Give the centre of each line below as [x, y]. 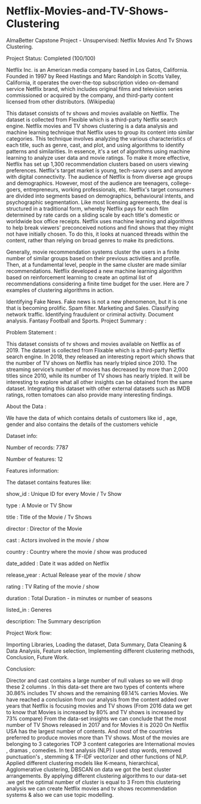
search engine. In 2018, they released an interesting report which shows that [100, 357]
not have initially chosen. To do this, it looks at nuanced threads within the [97, 234]
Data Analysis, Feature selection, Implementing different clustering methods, [100, 651]
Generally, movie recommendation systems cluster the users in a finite [93, 252]
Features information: [33, 470]
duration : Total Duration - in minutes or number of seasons [79, 598]
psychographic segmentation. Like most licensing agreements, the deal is [97, 202]
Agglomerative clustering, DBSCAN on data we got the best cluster [89, 769]
